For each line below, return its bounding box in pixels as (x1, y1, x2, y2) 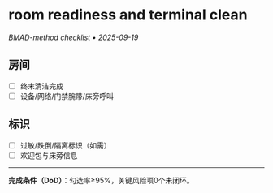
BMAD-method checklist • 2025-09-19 (8, 32, 139, 42)
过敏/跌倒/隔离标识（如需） (19, 140, 111, 150)
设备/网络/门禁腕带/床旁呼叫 (19, 91, 114, 101)
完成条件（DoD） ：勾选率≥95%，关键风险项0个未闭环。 (8, 175, 194, 185)
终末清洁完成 (19, 81, 63, 91)
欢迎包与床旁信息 (19, 150, 78, 160)
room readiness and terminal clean (8, 6, 248, 24)
